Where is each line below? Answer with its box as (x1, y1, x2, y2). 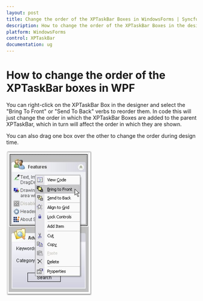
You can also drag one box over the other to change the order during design (6, 132, 196, 139)
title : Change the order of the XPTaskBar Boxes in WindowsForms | (6, 16, 180, 22)
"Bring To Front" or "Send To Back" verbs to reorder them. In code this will (6, 108, 192, 115)
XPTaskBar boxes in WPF (6, 82, 135, 95)
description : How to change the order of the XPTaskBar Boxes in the (6, 22, 185, 28)
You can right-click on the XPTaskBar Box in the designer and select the (6, 101, 185, 108)
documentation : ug (6, 42, 53, 48)
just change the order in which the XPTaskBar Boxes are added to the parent (6, 114, 197, 121)
